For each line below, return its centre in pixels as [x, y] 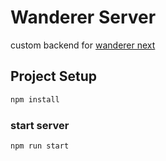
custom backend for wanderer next [83, 45]
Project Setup [54, 76]
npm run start [40, 146]
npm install [35, 99]
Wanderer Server [83, 17]
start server [40, 125]
